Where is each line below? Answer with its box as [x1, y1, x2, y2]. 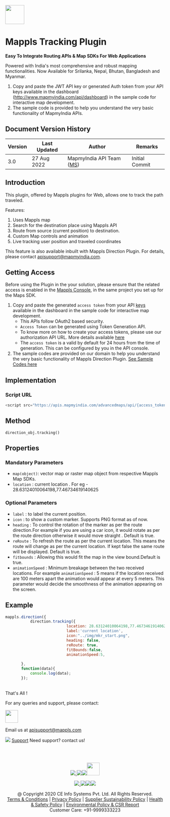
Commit [132, 161, 151, 168]
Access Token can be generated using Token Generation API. [20, 324, 146, 330]
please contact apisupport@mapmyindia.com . [5, 253, 101, 259]
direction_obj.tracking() [5, 430, 60, 435]
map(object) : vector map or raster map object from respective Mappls [12, 471, 158, 477]
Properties [5, 444, 39, 453]
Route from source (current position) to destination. [12, 227, 120, 234]
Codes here [12, 361, 37, 367]
